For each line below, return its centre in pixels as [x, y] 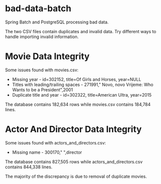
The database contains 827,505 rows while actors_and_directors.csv [74, 162]
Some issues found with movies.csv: [42, 70]
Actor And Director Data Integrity [73, 129]
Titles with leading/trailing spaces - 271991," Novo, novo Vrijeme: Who [83, 84]
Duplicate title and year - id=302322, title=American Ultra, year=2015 [82, 95]
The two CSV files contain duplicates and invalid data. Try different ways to [81, 31]
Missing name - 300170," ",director [47, 152]
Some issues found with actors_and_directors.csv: [56, 143]
